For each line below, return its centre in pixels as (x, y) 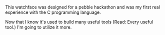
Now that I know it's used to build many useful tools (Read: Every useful (79, 22)
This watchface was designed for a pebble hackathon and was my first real (82, 7)
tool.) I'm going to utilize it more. (38, 27)
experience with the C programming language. (53, 12)
